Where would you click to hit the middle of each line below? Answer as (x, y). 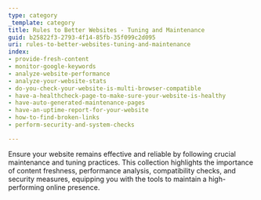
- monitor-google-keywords (52, 67)
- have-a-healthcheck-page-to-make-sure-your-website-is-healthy (117, 96)
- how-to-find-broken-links (54, 118)
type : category (33, 15)
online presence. (73, 187)
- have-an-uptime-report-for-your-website (78, 111)
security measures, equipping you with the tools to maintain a (107, 179)
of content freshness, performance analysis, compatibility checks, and (122, 170)
